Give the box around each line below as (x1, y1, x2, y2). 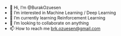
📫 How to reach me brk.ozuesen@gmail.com (9, 26, 101, 31)
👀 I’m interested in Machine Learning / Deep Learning (9, 10, 116, 16)
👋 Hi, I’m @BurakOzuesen (9, 5, 61, 10)
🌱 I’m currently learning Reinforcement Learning (9, 15, 106, 20)
